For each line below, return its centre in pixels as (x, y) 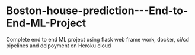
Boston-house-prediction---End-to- (97, 11)
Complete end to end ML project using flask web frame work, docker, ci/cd (98, 39)
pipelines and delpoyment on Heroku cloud (59, 46)
